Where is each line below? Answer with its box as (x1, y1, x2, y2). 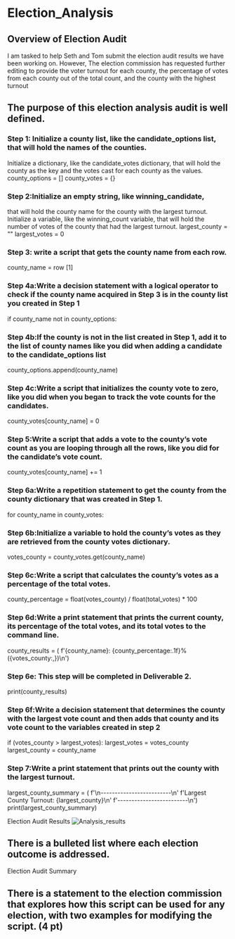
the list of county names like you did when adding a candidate (7, 341, 222, 351)
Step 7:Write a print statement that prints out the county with (7, 764, 220, 774)
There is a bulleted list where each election (7, 837, 199, 849)
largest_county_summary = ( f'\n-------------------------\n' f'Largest (7, 788, 207, 797)
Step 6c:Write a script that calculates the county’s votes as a (7, 570, 219, 580)
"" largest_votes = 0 (7, 229, 65, 238)
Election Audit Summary (7, 867, 77, 876)
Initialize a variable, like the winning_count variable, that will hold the (7, 215, 205, 223)
